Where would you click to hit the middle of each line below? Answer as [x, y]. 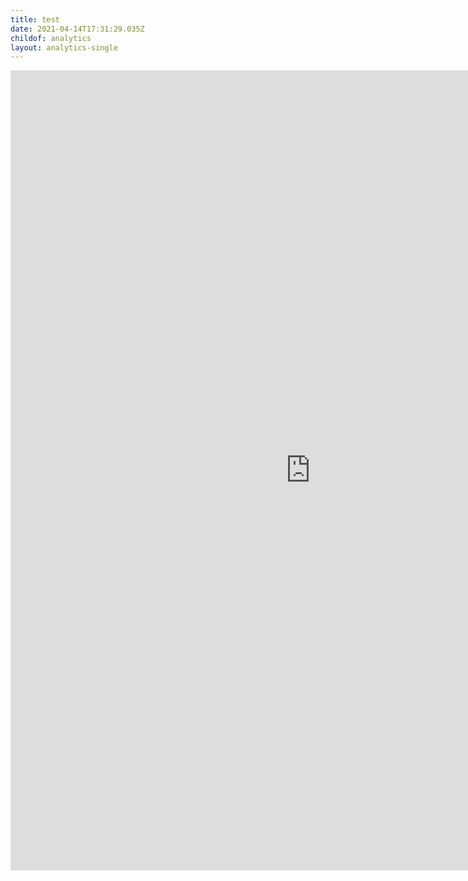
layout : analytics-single [64, 47]
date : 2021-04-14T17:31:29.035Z [77, 29]
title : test [35, 19]
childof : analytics [51, 38]
